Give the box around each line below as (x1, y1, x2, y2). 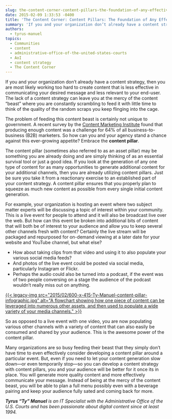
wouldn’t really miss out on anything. (12, 282, 91, 288)
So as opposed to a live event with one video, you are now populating (5, 318, 152, 325)
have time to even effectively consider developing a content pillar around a (5, 350, 163, 356)
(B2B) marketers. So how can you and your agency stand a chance (25, 132, 167, 138)
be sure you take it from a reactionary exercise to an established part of (5, 175, 157, 181)
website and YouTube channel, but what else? (5, 240, 102, 246)
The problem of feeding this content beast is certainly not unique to (5, 116, 148, 122)
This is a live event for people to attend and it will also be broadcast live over (5, 212, 167, 218)
